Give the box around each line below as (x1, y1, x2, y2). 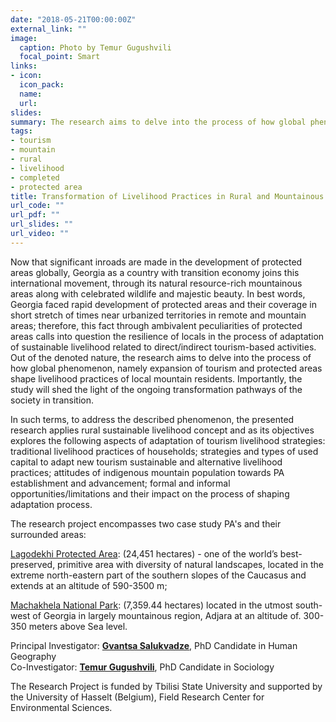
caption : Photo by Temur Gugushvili (19, 42, 172, 53)
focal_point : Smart (19, 52, 101, 62)
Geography (10, 650, 57, 662)
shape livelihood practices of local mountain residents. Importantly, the (10, 372, 303, 385)
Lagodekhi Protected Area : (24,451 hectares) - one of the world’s (10, 547, 278, 560)
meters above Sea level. (28, 620, 128, 632)
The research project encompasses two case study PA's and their (10, 517, 282, 530)
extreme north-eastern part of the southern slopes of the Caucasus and (10, 569, 307, 581)
